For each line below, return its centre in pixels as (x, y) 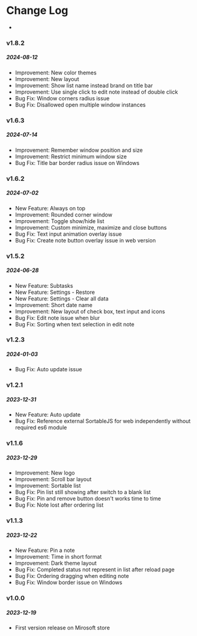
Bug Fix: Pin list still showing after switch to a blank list (83, 492)
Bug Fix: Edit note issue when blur (57, 317)
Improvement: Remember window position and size (79, 150)
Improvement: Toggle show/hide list (60, 221)
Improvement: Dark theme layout (56, 563)
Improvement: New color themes (56, 73)
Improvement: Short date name (53, 305)
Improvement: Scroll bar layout (53, 479)
